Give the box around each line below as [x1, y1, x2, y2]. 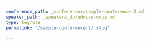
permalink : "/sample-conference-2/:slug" [5, 25, 110, 31]
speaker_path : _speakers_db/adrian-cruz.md [5, 14, 115, 20]
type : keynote [5, 19, 41, 25]
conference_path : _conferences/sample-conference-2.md [5, 8, 145, 15]
